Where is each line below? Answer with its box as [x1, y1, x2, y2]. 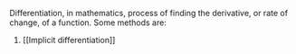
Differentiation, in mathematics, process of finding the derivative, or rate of [9, 8, 288, 18]
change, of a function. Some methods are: [9, 17, 167, 28]
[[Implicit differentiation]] [22, 35, 116, 45]
